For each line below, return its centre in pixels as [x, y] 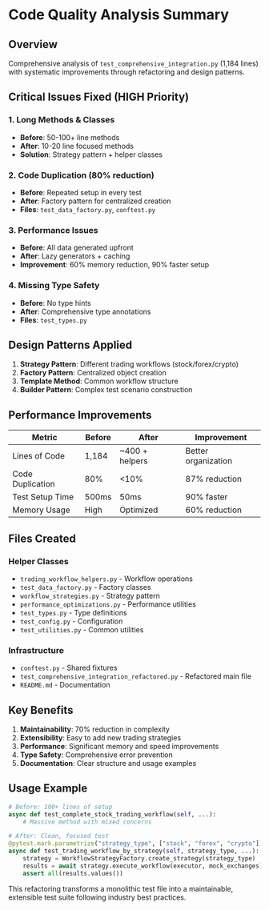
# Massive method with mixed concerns [87, 822]
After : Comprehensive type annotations [85, 311]
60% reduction [214, 510]
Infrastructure [36, 650]
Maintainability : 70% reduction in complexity [95, 729]
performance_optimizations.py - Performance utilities [108, 604]
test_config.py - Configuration [71, 621]
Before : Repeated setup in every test [80, 192]
